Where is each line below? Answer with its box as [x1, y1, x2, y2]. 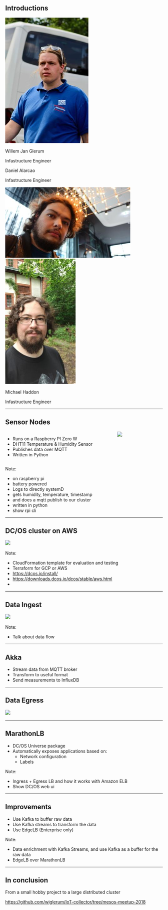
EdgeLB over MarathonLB [12, 857, 65, 863]
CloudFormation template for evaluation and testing [12, 560, 118, 566]
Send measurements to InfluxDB [12, 677, 79, 683]
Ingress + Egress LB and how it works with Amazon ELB [12, 778, 127, 784]
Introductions [5, 4, 48, 13]
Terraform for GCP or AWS [12, 565, 67, 571]
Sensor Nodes [5, 418, 50, 427]
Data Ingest [5, 600, 42, 609]
